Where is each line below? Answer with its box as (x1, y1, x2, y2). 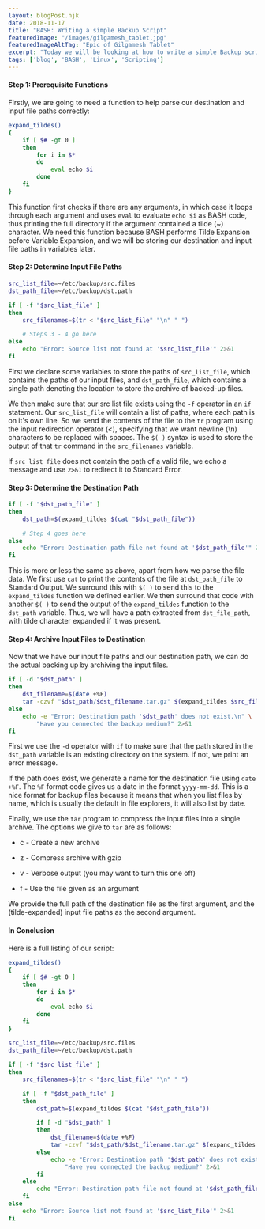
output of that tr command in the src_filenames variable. (8, 441, 194, 450)
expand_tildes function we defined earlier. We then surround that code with (8, 591, 254, 601)
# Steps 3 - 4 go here (22, 330, 97, 339)
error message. (8, 758, 58, 768)
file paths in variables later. (8, 244, 96, 253)
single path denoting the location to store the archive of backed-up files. (8, 383, 244, 393)
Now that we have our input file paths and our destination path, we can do (8, 652, 249, 662)
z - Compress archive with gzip (19, 853, 122, 863)
